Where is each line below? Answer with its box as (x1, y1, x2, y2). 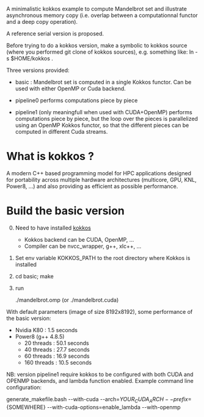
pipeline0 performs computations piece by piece (15, 97, 138, 104)
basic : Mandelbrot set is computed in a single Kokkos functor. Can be (15, 79, 192, 85)
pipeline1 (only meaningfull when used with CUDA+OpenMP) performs (15, 109, 192, 115)
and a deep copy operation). (6, 18, 78, 25)
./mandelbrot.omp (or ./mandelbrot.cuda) (15, 296, 119, 303)
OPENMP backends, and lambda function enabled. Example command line (6, 377, 194, 384)
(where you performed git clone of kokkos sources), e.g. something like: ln (6, 48, 194, 56)
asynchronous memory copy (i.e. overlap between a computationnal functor (6, 12, 199, 19)
